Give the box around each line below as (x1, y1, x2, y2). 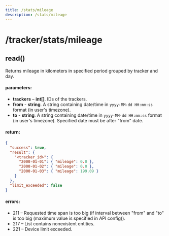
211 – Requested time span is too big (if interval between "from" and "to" (12, 210, 164, 216)
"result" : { (10, 150, 36, 155)
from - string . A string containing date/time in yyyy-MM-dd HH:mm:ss (12, 101, 153, 107)
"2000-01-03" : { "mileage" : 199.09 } (18, 168, 99, 174)
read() (5, 54, 25, 63)
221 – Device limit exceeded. (12, 226, 73, 232)
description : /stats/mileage (5, 12, 67, 17)
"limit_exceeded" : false (10, 183, 62, 188)
